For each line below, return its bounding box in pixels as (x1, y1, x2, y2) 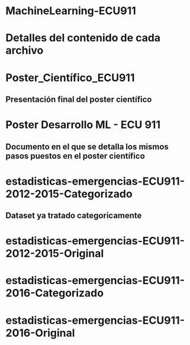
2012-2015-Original (5, 247, 104, 260)
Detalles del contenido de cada (5, 31, 161, 45)
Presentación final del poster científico (5, 94, 152, 104)
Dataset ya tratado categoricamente (5, 211, 142, 221)
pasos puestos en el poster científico (5, 151, 146, 161)
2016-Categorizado (5, 286, 104, 300)
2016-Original (5, 326, 75, 340)
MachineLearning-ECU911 (5, 4, 137, 18)
